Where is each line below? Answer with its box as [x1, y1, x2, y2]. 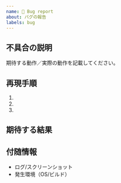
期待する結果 [6, 125, 53, 135]
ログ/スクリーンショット [14, 164, 73, 171]
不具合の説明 [6, 42, 53, 53]
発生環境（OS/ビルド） [14, 171, 70, 178]
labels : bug [6, 19, 35, 25]
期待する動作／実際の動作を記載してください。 [6, 59, 119, 66]
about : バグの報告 [6, 14, 47, 20]
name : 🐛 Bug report [6, 8, 54, 15]
